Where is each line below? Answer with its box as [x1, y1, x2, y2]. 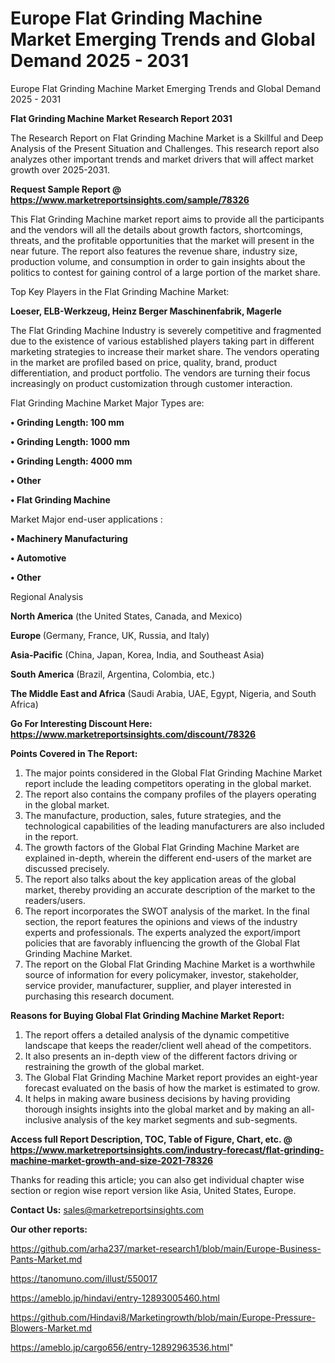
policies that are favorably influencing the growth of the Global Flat [24, 937, 301, 949]
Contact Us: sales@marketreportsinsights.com [10, 1203, 205, 1216]
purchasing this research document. [24, 990, 175, 1002]
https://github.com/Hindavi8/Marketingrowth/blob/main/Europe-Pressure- [10, 1311, 317, 1323]
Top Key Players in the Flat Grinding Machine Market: [10, 285, 230, 297]
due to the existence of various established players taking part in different [10, 335, 315, 347]
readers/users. [24, 894, 86, 906]
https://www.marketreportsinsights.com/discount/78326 [10, 728, 256, 740]
